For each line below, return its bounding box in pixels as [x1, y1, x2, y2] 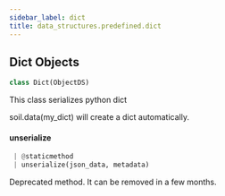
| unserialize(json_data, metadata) [12, 160, 150, 170]
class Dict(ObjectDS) [9, 78, 90, 88]
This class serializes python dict [9, 95, 128, 106]
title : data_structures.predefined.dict [9, 21, 162, 30]
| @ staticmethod [12, 152, 74, 161]
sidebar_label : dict [9, 13, 87, 22]
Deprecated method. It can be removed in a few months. [9, 176, 217, 188]
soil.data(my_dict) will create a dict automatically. [9, 112, 190, 123]
